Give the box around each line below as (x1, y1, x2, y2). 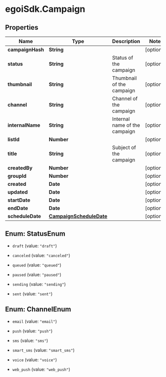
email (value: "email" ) (12, 318, 57, 324)
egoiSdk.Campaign (5, 3, 85, 15)
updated (7, 189, 28, 195)
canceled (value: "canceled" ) (12, 252, 71, 258)
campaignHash (7, 46, 44, 53)
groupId (7, 172, 27, 179)
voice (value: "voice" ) (12, 357, 57, 363)
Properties (5, 23, 39, 32)
